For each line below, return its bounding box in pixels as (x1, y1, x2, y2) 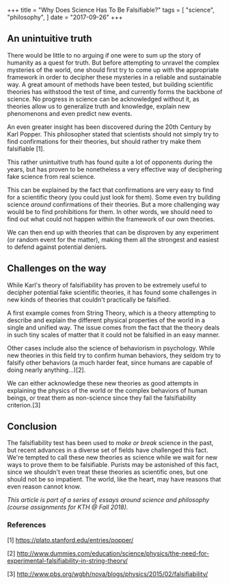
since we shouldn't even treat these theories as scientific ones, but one (7, 468, 208, 476)
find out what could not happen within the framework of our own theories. (7, 215, 215, 223)
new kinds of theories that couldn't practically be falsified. (7, 295, 171, 304)
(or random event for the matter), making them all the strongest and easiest (7, 235, 219, 243)
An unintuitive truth (7, 33, 92, 45)
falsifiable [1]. (7, 144, 45, 153)
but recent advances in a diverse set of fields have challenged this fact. (7, 446, 208, 455)
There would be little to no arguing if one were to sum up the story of (7, 51, 202, 59)
